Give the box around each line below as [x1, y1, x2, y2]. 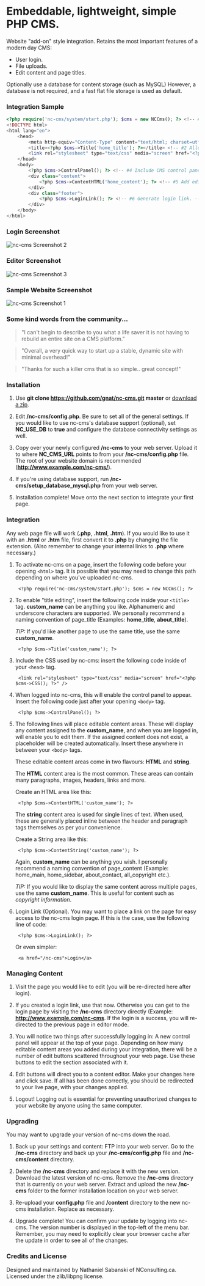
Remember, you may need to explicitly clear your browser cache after [15, 1230, 190, 1238]
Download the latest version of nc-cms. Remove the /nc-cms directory [15, 1174, 194, 1181]
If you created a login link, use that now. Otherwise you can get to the [15, 1001, 190, 1009]
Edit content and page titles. [15, 68, 87, 76]
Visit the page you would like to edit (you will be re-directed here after [15, 983, 191, 991]
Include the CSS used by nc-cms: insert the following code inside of [15, 656, 187, 664]
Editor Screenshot [6, 257, 61, 265]
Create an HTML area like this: [15, 788, 92, 795]
